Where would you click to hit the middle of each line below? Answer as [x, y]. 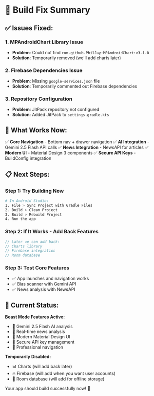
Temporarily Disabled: [28, 357]
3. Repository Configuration [39, 99]
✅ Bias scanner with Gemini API [44, 284]
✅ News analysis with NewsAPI [44, 289]
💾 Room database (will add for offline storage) [58, 379]
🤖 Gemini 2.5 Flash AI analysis [42, 327]
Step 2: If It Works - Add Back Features [52, 232]
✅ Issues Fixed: [29, 28]
